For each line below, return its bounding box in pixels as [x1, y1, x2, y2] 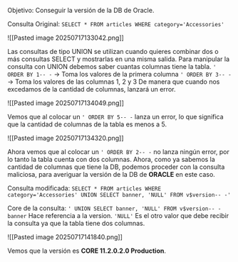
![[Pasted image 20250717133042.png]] [7, 33, 125, 42]
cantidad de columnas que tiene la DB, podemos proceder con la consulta [7, 163, 225, 171]
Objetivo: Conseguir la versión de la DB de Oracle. [7, 6, 155, 14]
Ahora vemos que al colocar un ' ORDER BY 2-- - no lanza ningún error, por [7, 148, 229, 155]
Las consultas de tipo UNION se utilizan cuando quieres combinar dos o [7, 48, 219, 55]
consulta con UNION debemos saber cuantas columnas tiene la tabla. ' [7, 62, 217, 70]
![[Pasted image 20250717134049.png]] [7, 99, 125, 107]
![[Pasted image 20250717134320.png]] [7, 134, 124, 142]
